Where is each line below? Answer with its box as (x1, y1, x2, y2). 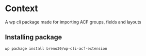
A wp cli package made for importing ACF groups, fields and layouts (5, 19, 142, 25)
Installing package (5, 33, 62, 41)
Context (5, 3, 38, 14)
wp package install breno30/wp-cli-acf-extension (5, 46, 108, 51)
